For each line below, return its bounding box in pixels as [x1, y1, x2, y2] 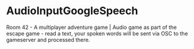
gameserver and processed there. [6, 36, 90, 43]
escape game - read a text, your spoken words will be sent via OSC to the [6, 30, 189, 37]
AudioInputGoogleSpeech [6, 4, 138, 18]
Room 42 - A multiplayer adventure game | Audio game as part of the [6, 24, 177, 31]
